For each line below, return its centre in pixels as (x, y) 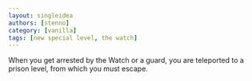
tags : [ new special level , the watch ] (73, 38)
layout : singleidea (41, 15)
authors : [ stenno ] (39, 23)
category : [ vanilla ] (43, 30)
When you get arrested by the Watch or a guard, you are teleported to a (126, 60)
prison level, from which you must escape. (78, 69)
